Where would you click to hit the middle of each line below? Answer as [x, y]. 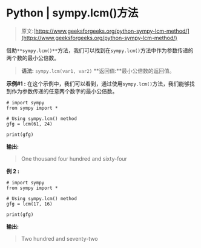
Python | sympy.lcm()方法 [72, 13]
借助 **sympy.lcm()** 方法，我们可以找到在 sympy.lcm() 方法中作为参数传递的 [100, 50]
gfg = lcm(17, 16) [29, 204]
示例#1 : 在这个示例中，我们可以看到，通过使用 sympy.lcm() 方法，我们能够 [98, 84]
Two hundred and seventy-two [59, 238]
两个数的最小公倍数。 [33, 58]
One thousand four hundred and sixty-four [74, 158]
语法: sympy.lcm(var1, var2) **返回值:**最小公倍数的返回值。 [98, 70]
